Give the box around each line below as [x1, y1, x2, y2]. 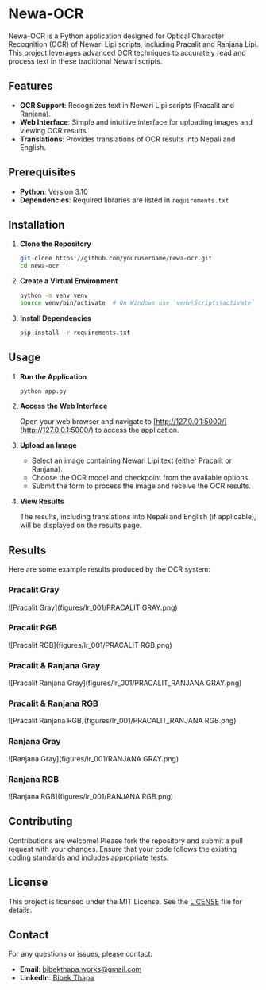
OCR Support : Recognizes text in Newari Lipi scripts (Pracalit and [19, 100, 235, 110]
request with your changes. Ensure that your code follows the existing [8, 844, 237, 853]
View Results [19, 497, 65, 507]
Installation [8, 218, 65, 231]
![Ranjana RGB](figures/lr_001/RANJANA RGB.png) [8, 792, 174, 802]
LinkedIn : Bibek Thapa [19, 973, 94, 983]
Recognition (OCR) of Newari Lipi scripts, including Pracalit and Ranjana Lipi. [8, 39, 259, 48]
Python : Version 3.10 [19, 187, 89, 196]
